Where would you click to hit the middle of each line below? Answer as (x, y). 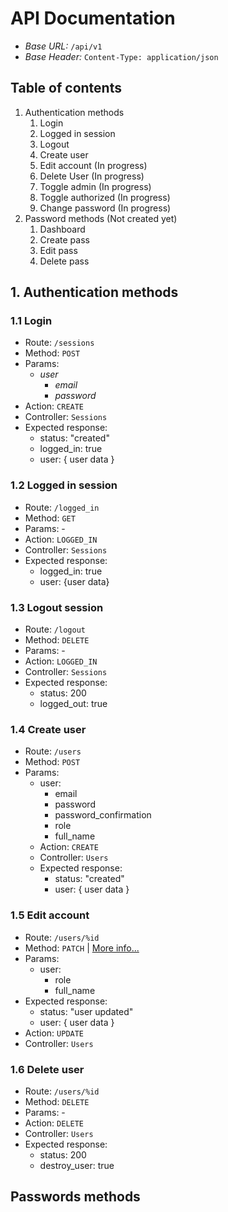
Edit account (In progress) (93, 165)
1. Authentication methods (94, 292)
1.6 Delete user (47, 1069)
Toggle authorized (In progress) (105, 197)
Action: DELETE (54, 1123)
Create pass (64, 239)
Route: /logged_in (62, 507)
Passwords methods (75, 1197)
